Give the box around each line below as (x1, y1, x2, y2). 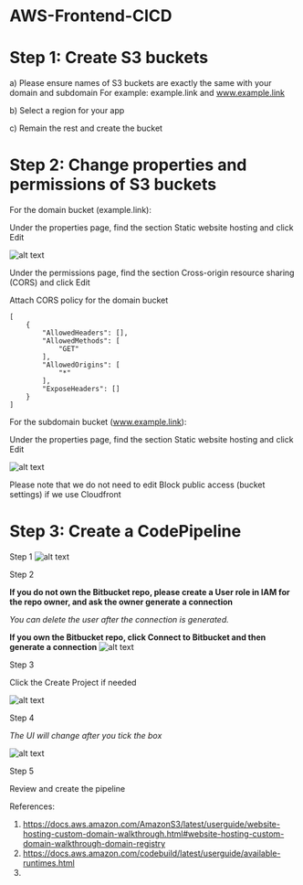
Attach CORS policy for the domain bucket (9, 294, 169, 306)
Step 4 (9, 712, 35, 723)
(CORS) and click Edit (9, 277, 91, 288)
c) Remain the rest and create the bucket (9, 123, 162, 133)
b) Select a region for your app (9, 105, 125, 116)
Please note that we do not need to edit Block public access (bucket (9, 479, 266, 490)
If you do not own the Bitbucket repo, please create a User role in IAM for (9, 587, 290, 597)
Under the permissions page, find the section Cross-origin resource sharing (9, 267, 295, 279)
